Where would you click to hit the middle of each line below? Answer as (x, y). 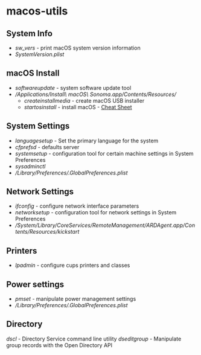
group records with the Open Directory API (59, 345)
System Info (30, 34)
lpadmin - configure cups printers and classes (72, 265)
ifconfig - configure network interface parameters (77, 206)
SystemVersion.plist (40, 54)
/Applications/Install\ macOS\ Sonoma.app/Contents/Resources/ (96, 94)
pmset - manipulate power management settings (75, 299)
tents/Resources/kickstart (47, 232)
